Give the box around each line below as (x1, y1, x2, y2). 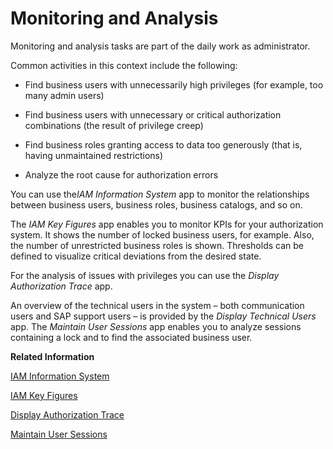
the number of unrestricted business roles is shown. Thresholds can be (10, 239, 304, 251)
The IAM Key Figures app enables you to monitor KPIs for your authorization (10, 218, 324, 230)
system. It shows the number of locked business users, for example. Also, (10, 228, 315, 241)
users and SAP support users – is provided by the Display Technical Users (10, 310, 317, 322)
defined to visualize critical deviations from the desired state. (10, 250, 262, 262)
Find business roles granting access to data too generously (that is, (24, 138, 303, 151)
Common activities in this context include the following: (10, 59, 238, 71)
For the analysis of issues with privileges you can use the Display (10, 269, 280, 281)
